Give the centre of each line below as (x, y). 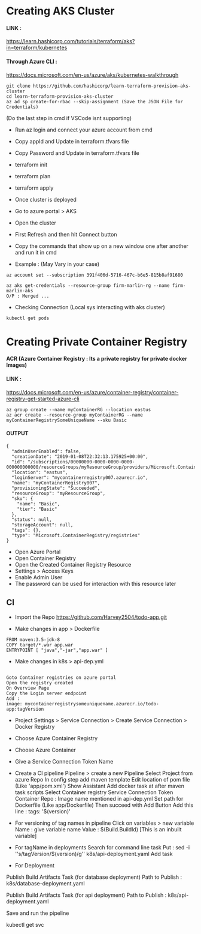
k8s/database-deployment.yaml (45, 883)
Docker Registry (35, 726)
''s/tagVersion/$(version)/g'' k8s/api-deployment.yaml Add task (94, 854)
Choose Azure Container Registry (56, 738)
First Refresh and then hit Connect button (66, 234)
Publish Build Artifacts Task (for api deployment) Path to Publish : (86, 895)
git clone (19, 86)
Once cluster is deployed (45, 199)
